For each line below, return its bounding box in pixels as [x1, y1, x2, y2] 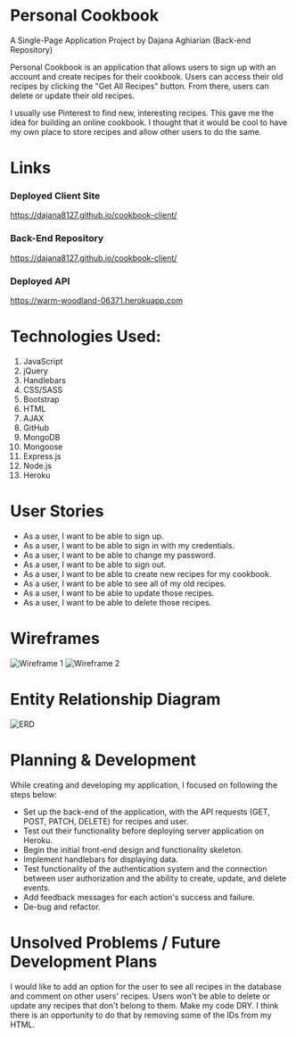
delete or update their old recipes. [10, 90, 135, 101]
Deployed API [10, 274, 70, 287]
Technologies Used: [10, 327, 161, 347]
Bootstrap [22, 394, 60, 405]
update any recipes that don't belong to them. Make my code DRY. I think [10, 999, 279, 1010]
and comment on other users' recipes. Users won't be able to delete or [10, 991, 271, 1001]
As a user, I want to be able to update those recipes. [22, 587, 215, 598]
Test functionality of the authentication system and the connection [22, 863, 267, 874]
